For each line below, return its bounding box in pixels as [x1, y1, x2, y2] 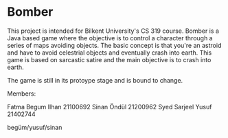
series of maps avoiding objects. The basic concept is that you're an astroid [7, 41, 222, 49]
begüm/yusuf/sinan [7, 123, 62, 131]
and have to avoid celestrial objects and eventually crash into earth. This [7, 49, 212, 57]
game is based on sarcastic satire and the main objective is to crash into [7, 55, 212, 64]
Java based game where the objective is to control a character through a [7, 33, 213, 42]
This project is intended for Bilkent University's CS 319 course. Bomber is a [7, 27, 220, 35]
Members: [7, 89, 36, 98]
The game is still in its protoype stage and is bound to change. [7, 76, 183, 84]
